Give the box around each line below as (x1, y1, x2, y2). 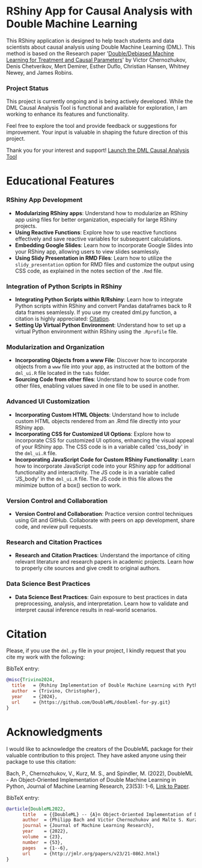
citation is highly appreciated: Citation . (14, 315, 111, 322)
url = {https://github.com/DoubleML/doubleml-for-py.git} (11, 699, 171, 705)
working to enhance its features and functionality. (6, 110, 129, 118)
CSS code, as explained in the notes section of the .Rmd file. (14, 267, 164, 274)
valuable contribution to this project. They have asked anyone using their (6, 752, 186, 759)
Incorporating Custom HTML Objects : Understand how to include (14, 411, 179, 418)
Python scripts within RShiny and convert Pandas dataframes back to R (14, 303, 192, 310)
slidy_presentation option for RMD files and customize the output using (14, 260, 194, 268)
